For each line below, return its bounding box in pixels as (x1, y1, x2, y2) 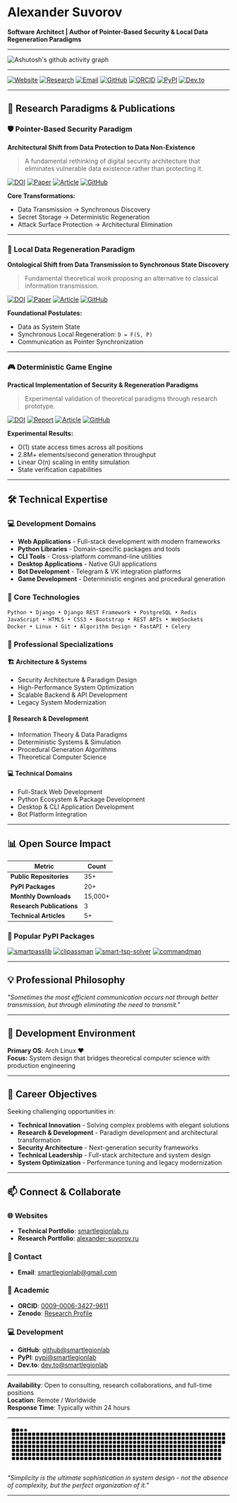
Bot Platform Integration (17, 810, 87, 818)
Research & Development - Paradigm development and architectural (17, 1128, 218, 1136)
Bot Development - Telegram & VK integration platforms (17, 567, 181, 576)
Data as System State (17, 322, 80, 331)
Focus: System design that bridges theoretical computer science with (7, 1054, 210, 1062)
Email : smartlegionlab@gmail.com (17, 1267, 118, 1277)
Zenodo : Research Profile (17, 1309, 93, 1318)
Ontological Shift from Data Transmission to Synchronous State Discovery (7, 260, 229, 269)
